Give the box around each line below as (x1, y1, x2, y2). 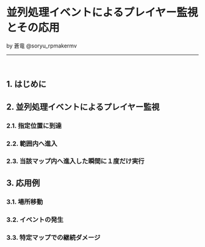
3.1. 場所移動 (6, 197, 43, 206)
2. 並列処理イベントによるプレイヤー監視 (6, 102, 160, 112)
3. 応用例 (6, 178, 40, 188)
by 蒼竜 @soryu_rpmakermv (6, 42, 77, 49)
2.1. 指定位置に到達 (6, 121, 62, 130)
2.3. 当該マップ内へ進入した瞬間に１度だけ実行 (6, 157, 145, 165)
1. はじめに (6, 79, 47, 89)
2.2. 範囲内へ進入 (6, 139, 58, 148)
